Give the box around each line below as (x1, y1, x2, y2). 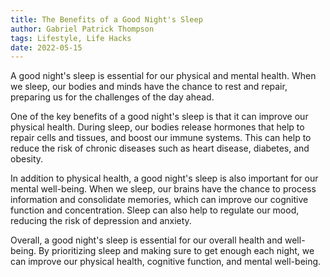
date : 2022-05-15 (10, 42, 83, 53)
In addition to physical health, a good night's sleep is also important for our (10, 172, 319, 185)
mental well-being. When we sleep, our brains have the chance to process (10, 183, 317, 195)
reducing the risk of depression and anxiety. (10, 215, 192, 227)
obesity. (10, 153, 44, 165)
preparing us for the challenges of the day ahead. (10, 91, 215, 103)
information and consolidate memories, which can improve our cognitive (10, 194, 309, 206)
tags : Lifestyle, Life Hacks (10, 33, 132, 43)
